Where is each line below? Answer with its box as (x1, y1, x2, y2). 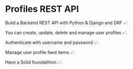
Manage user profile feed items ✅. (5, 49, 75, 55)
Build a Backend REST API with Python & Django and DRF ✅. (5, 20, 129, 26)
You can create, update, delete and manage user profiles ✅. (5, 30, 128, 35)
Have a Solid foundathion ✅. (5, 59, 63, 65)
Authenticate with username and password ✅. (5, 39, 99, 45)
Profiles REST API (5, 3, 79, 15)
